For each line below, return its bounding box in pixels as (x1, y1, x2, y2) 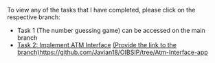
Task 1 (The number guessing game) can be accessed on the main (16, 27, 206, 34)
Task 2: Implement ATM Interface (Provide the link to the (16, 41, 177, 49)
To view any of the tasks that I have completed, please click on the (7, 6, 196, 14)
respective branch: (7, 13, 60, 21)
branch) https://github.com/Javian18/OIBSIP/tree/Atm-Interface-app (16, 48, 208, 56)
